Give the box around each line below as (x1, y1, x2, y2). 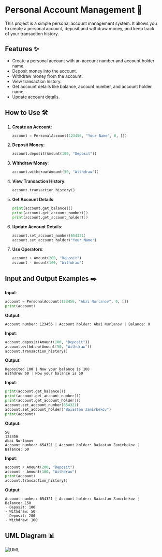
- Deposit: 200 (5, 513, 36, 519)
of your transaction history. (5, 31, 59, 36)
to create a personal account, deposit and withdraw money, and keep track (5, 25, 155, 31)
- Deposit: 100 (5, 505, 36, 510)
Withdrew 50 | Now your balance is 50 (5, 371, 83, 376)
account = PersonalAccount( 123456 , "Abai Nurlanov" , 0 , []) (5, 299, 129, 304)
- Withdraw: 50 (5, 509, 36, 514)
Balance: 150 (5, 501, 31, 506)
